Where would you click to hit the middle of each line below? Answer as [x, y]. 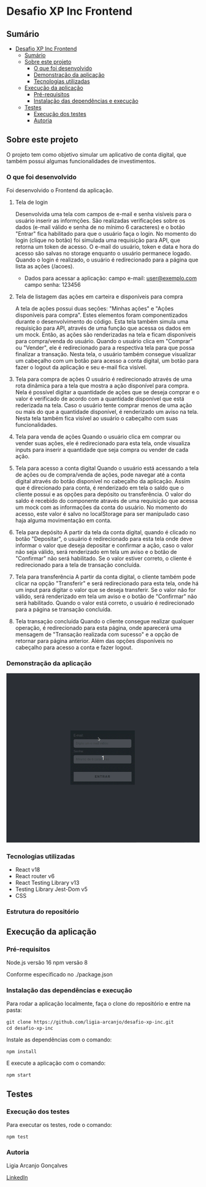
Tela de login [31, 202]
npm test [17, 1137]
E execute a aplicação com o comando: [56, 1063]
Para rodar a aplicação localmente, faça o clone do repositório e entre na [99, 1004]
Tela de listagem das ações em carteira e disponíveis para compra [99, 297]
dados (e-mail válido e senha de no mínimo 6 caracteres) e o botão [100, 227]
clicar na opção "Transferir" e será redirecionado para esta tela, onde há [107, 583]
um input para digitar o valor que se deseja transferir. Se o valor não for [105, 590]
